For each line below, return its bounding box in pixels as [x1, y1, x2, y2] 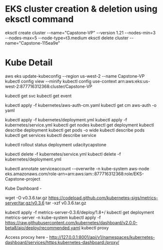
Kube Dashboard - [5, 185, 42, 191]
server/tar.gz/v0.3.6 [5, 200, 45, 206]
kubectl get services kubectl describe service [5, 132, 97, 138]
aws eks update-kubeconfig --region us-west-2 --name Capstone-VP [5, 73, 145, 79]
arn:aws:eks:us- [118, 78, 150, 84]
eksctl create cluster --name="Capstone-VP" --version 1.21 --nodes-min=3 [5, 30, 156, 35]
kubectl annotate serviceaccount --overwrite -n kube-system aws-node [5, 166, 149, 171]
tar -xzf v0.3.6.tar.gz [45, 200, 86, 206]
